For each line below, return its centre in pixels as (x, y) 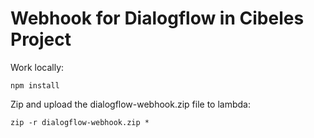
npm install (35, 85)
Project (41, 39)
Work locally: (37, 67)
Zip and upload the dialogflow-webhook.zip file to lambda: (131, 104)
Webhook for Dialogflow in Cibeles (157, 18)
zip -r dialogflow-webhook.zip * (80, 122)
